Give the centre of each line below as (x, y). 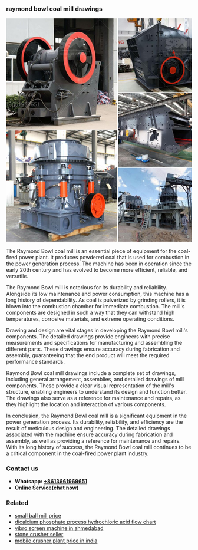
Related (17, 503)
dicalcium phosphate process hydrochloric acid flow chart (85, 522)
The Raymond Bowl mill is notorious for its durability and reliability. (87, 287)
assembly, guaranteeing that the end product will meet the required (88, 355)
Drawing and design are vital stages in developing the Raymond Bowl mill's (97, 330)
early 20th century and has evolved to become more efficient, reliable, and (97, 269)
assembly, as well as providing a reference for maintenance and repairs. (93, 440)
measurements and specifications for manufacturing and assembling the (94, 342)
